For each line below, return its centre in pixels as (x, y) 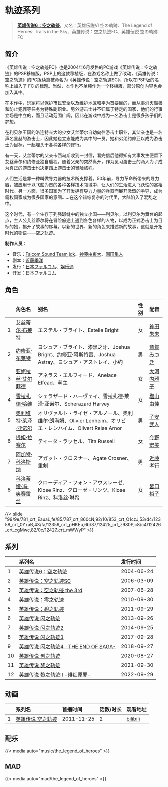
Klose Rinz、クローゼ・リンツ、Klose (82, 490)
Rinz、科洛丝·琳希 (59, 497)
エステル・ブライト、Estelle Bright (78, 330)
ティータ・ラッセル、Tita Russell (76, 441)
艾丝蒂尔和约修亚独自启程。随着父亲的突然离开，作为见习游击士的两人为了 (82, 161)
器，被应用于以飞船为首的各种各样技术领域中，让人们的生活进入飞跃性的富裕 (84, 184)
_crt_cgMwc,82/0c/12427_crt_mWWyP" (46, 530)
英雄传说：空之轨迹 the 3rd (51, 590)
